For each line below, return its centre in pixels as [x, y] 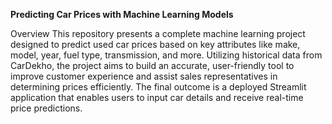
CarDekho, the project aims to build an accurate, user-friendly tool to [152, 65]
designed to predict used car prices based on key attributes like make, [155, 44]
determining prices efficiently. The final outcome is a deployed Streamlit [158, 87]
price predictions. [46, 108]
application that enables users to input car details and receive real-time [157, 97]
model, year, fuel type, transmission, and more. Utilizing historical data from [166, 55]
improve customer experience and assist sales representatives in [144, 76]
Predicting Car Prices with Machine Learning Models [122, 14]
